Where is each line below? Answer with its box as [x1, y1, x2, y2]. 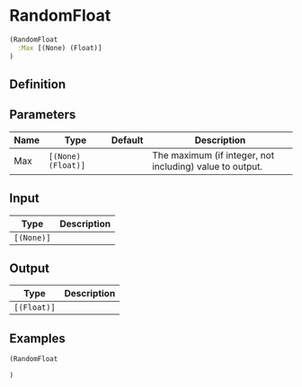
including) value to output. [152, 160, 263, 172]
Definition [9, 76, 66, 92]
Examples [9, 330, 66, 346]
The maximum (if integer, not [152, 149, 275, 162]
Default [111, 134, 144, 146]
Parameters [9, 107, 76, 122]
